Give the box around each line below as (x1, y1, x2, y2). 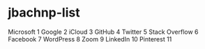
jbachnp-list (8, 5, 80, 21)
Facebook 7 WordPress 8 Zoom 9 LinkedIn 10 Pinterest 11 (8, 35, 172, 43)
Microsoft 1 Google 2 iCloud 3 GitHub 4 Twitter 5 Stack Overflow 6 (8, 28, 199, 36)
